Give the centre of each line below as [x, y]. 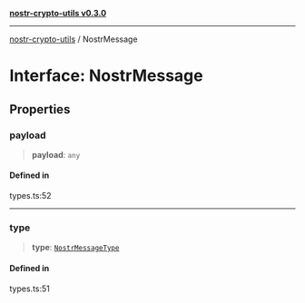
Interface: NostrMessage [106, 76]
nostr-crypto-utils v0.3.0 [58, 13]
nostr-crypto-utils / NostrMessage [74, 39]
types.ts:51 [30, 288]
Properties [40, 109]
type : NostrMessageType [75, 248]
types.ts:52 [30, 196]
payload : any [56, 154]
